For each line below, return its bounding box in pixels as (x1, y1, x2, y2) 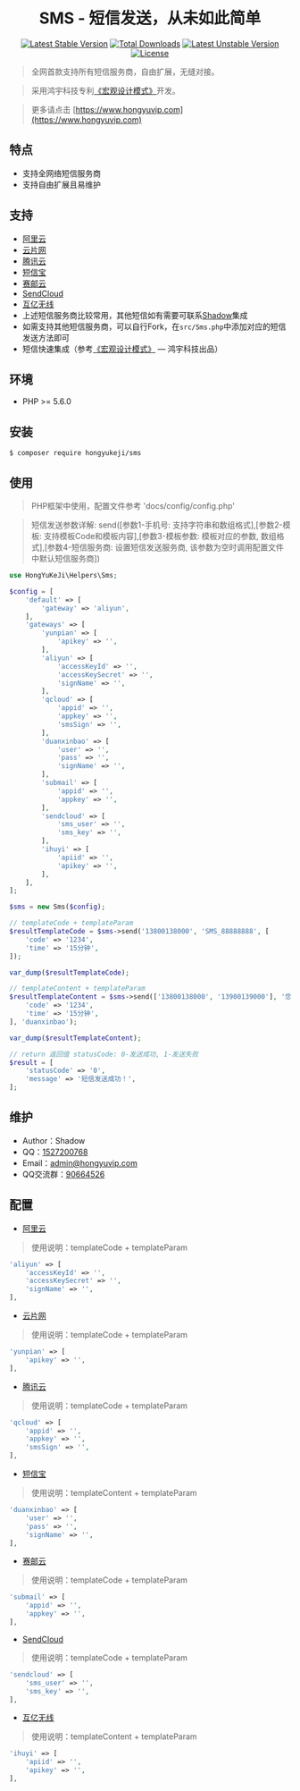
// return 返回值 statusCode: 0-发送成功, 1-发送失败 (9, 1050, 199, 1059)
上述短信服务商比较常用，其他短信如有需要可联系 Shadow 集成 (21, 309, 248, 320)
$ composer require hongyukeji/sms (9, 449, 142, 458)
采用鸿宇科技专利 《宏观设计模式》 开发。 (30, 85, 180, 96)
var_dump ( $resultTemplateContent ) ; (9, 1034, 142, 1043)
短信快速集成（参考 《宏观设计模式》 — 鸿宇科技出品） (21, 343, 223, 354)
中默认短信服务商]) (30, 553, 101, 563)
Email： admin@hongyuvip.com (21, 1157, 138, 1168)
